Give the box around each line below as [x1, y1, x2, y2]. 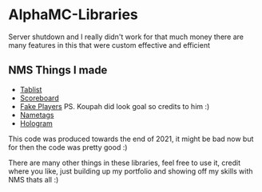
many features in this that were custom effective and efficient [8, 40, 210, 49]
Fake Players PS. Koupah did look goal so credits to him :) [19, 101, 210, 111]
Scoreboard [19, 93, 59, 103]
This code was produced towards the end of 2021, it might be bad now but [8, 134, 254, 143]
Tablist [19, 84, 42, 94]
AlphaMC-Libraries [8, 6, 138, 24]
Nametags [19, 110, 54, 120]
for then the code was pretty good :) [8, 142, 128, 152]
